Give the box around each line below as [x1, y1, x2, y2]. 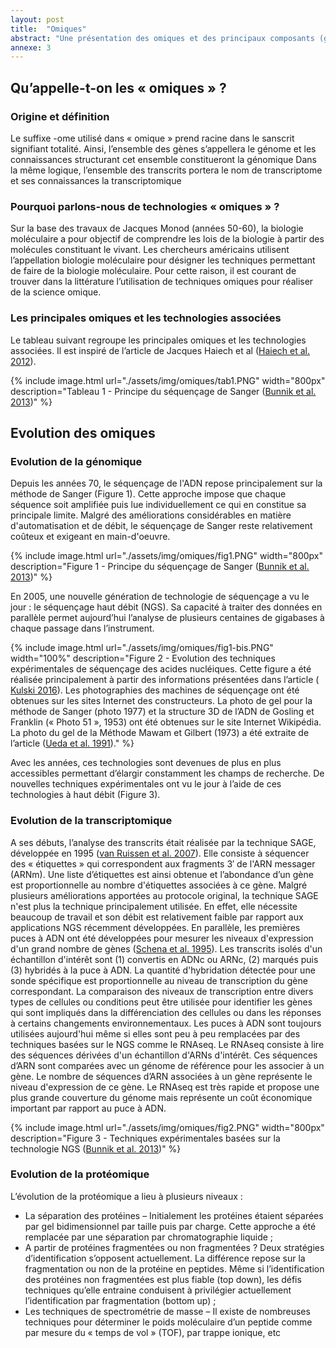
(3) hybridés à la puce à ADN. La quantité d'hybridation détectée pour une [10, 964, 316, 976]
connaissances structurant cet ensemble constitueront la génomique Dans [10, 153, 317, 165]
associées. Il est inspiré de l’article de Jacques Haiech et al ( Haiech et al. [10, 344, 311, 356]
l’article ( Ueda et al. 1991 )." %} [10, 737, 135, 750]
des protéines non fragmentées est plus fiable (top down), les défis [24, 1273, 302, 1285]
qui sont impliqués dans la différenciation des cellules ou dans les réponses [10, 1006, 322, 1018]
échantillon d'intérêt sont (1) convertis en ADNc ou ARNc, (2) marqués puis [10, 953, 319, 965]
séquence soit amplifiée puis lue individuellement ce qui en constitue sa [10, 499, 307, 511]
